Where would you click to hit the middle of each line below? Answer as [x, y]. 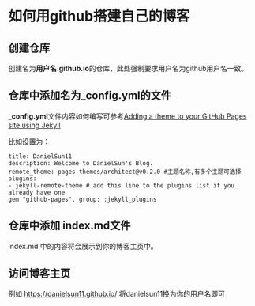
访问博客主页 [39, 274]
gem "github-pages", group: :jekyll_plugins [82, 199]
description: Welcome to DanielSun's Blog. [81, 163]
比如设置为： [29, 141]
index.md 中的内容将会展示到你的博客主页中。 [83, 246]
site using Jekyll [34, 125]
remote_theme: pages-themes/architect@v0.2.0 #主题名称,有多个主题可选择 [125, 172]
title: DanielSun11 [40, 156]
